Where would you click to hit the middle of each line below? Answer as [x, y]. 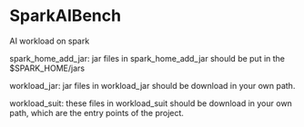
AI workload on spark [50, 41]
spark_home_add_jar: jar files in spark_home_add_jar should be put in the [147, 58]
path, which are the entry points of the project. [97, 112]
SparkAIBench [65, 16]
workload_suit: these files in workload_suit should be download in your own [151, 103]
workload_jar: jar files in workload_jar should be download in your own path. [152, 85]
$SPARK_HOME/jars [47, 68]
